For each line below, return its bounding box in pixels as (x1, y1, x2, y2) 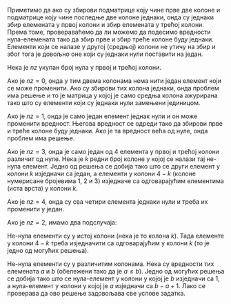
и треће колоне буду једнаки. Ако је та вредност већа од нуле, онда (7, 127, 208, 135)
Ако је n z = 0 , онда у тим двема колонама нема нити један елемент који (7, 77, 222, 85)
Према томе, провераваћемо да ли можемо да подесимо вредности (7, 28, 212, 36)
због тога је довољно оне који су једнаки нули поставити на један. (7, 50, 203, 58)
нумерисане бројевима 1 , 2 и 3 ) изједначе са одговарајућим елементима (7, 177, 224, 185)
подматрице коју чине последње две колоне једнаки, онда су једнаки (7, 13, 214, 21)
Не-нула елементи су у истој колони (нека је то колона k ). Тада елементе (7, 231, 225, 240)
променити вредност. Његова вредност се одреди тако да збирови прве (7, 120, 223, 127)
